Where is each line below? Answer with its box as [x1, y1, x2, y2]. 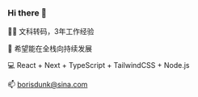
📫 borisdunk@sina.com [7, 80, 88, 90]
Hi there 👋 [7, 7, 48, 19]
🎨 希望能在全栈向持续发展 [7, 44, 93, 53]
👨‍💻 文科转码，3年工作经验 [7, 27, 95, 36]
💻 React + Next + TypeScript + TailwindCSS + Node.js [7, 61, 191, 70]
